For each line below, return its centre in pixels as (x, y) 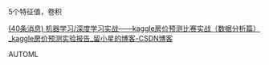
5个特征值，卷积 (35, 11)
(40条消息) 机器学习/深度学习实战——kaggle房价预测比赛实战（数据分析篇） (134, 29)
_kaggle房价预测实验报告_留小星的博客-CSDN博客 (91, 38)
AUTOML (23, 54)
